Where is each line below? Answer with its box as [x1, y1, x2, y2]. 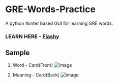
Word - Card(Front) [12, 62, 53, 68]
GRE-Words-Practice [5, 4, 96, 15]
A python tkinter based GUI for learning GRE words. [5, 20, 113, 26]
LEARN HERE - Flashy [5, 33, 60, 40]
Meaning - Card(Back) [12, 72, 60, 78]
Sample [5, 49, 30, 57]
